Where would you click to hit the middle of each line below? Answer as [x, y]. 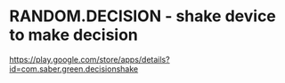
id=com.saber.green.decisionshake [74, 69]
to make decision [73, 35]
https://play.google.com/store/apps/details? [90, 59]
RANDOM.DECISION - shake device [142, 16]
